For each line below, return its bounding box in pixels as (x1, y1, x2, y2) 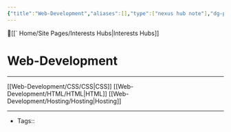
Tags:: (16, 116, 35, 124)
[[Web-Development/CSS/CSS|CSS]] (7, 82, 112, 90)
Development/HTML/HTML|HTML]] (7, 89, 108, 98)
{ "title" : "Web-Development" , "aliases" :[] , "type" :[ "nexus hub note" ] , (7, 10, 211, 17)
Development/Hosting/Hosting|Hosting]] (7, 97, 122, 105)
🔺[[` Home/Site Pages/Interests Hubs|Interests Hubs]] (7, 29, 159, 37)
